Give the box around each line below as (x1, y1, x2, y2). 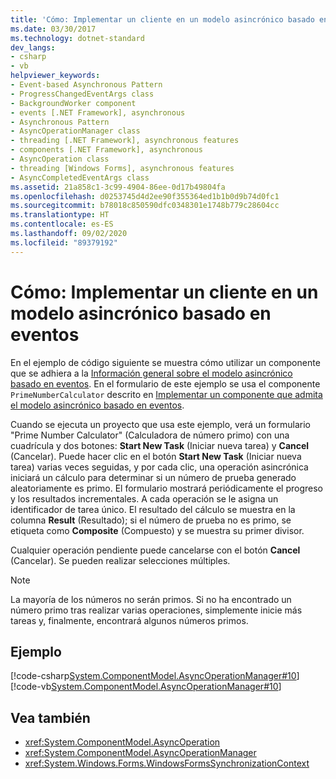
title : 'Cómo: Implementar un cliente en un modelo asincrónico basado (10, 14, 315, 25)
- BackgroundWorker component (10, 98, 137, 108)
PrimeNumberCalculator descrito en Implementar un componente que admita (10, 388, 323, 400)
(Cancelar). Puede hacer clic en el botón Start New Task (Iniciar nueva (10, 450, 302, 462)
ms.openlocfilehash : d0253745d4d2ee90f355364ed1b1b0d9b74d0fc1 (10, 191, 280, 201)
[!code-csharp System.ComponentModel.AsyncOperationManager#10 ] (10, 670, 300, 682)
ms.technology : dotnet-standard (10, 33, 145, 43)
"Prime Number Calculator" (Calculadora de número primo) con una (10, 429, 290, 441)
